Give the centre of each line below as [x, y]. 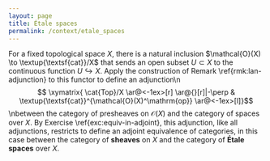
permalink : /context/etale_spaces [67, 31]
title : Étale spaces [43, 23]
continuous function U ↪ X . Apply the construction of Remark [113, 71]
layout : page [30, 16]
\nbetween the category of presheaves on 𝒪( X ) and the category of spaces [134, 113]
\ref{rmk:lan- [240, 71]
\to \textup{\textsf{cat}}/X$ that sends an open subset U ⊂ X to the [121, 62]
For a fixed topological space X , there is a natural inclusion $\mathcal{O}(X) [135, 54]
